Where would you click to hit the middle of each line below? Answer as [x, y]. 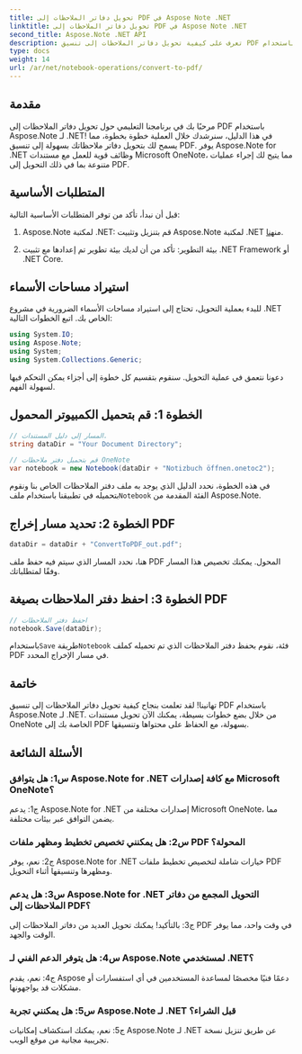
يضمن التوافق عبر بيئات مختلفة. [62, 818]
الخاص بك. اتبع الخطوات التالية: [61, 318]
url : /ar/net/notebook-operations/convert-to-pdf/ [106, 68]
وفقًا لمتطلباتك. [35, 571]
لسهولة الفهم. [32, 386]
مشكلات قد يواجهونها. [45, 987]
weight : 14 [30, 59]
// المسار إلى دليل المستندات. [58, 436]
